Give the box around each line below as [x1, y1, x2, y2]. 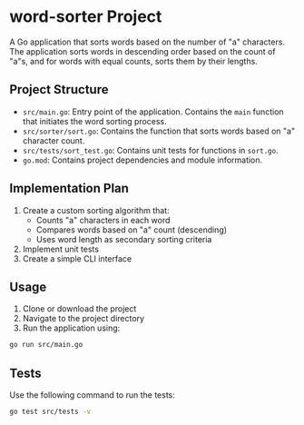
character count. [22, 134, 85, 146]
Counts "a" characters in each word [35, 214, 171, 225]
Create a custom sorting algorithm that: [22, 204, 170, 215]
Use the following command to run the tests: [9, 390, 175, 400]
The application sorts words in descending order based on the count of [9, 45, 276, 56]
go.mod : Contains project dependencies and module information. [22, 154, 263, 165]
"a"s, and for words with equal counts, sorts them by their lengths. [9, 55, 259, 66]
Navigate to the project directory [22, 313, 145, 324]
